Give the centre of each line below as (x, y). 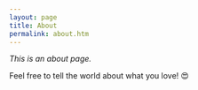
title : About (33, 26)
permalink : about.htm (49, 34)
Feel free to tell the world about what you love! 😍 (99, 76)
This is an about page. (50, 59)
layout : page (33, 17)
